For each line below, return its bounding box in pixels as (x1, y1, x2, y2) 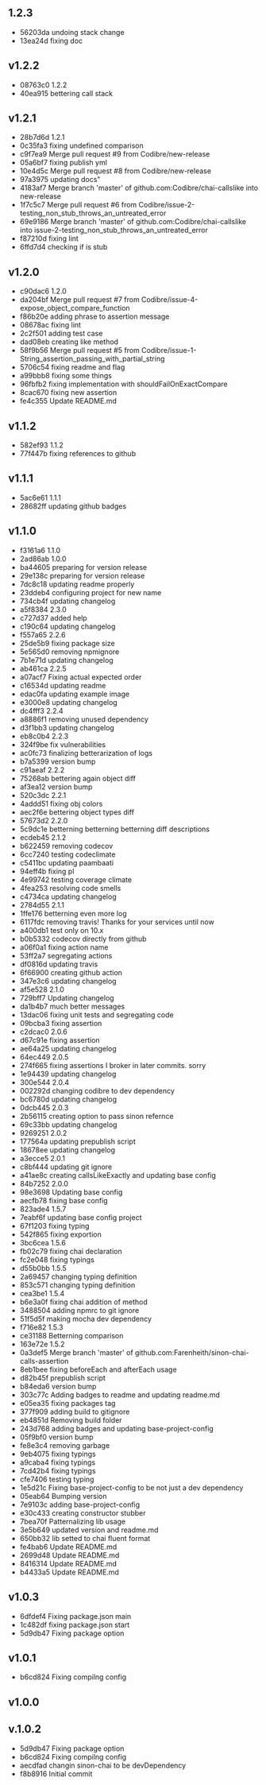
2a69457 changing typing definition (19, 1272, 137, 1281)
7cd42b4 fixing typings (19, 1466, 97, 1475)
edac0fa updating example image (19, 689, 129, 699)
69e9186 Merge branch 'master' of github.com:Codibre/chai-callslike (19, 217, 247, 227)
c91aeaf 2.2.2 (19, 765, 65, 774)
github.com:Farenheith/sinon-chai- (134, 1347, 249, 1357)
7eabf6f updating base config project (19, 1212, 142, 1222)
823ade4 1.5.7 (19, 1204, 67, 1214)
